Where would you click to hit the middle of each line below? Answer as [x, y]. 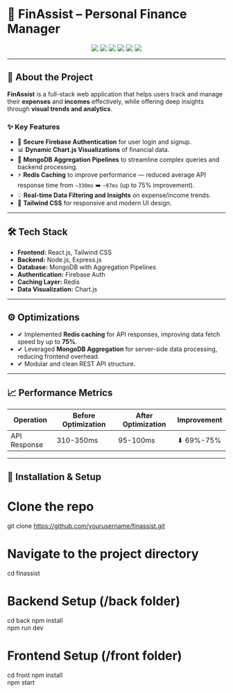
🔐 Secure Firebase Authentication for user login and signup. [104, 142]
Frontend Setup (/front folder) [95, 656]
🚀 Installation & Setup [54, 477]
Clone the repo [51, 507]
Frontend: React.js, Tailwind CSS [64, 252]
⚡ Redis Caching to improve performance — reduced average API [112, 175]
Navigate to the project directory [103, 554]
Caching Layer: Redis [48, 282]
